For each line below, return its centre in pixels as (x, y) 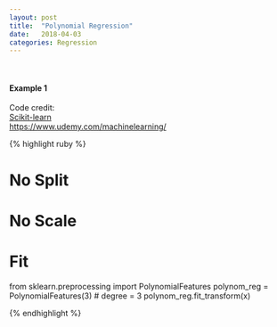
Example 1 (28, 88)
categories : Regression (53, 42)
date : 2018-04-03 (45, 34)
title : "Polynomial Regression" (71, 26)
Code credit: (32, 108)
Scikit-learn (30, 118)
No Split (39, 180)
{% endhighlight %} (45, 313)
